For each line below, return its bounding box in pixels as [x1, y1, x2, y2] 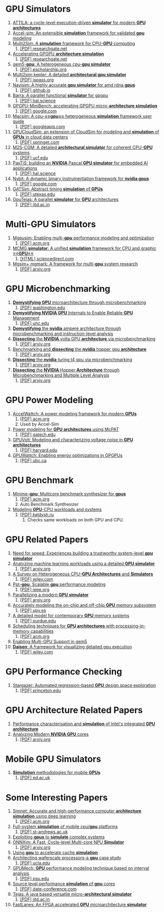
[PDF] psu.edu [20, 876, 49, 882]
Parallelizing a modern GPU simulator [12, 592, 89, 597]
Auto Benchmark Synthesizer [20, 501, 79, 507]
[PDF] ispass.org [20, 77, 54, 83]
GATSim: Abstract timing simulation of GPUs [12, 186, 103, 192]
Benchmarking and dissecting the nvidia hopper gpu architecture [12, 346, 147, 352]
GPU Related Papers [5, 534, 89, 545]
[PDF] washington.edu [20, 304, 65, 310]
